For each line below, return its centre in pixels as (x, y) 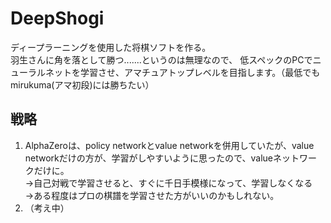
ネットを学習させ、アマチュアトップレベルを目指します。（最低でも (182, 72)
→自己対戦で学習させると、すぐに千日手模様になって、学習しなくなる (168, 183)
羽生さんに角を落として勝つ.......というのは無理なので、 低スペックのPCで (161, 59)
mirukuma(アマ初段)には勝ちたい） (82, 84)
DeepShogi (57, 18)
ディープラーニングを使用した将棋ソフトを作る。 (111, 47)
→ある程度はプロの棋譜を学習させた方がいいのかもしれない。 (152, 195)
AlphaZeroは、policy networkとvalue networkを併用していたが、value (169, 145)
